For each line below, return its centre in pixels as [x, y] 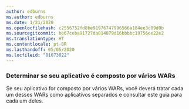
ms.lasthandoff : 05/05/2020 [41, 50]
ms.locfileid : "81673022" [38, 55]
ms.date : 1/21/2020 [30, 22]
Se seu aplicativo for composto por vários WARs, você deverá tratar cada [95, 88]
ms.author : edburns [30, 17]
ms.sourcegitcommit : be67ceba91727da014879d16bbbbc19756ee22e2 [85, 33]
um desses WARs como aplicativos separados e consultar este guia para [94, 94]
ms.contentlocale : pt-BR [36, 45]
